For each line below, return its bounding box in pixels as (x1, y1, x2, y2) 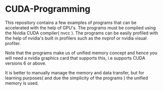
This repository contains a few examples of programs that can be (5, 20, 137, 25)
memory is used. (5, 80, 39, 86)
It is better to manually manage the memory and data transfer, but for (5, 69, 144, 75)
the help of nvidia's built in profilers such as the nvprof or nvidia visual (5, 35, 147, 41)
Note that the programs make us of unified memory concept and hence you (5, 50, 158, 56)
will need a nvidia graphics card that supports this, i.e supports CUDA (5, 55, 145, 61)
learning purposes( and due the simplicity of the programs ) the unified (5, 75, 148, 81)
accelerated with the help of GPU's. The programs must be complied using (5, 24, 156, 30)
